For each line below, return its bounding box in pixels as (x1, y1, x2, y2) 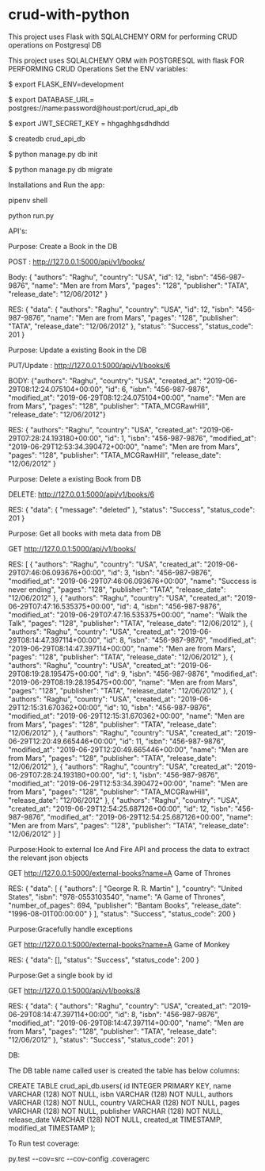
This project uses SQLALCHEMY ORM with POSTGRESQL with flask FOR (8, 56, 244, 65)
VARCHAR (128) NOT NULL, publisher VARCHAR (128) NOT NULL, (8, 1106, 223, 1115)
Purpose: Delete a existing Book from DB (8, 474, 142, 483)
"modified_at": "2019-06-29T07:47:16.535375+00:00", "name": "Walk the (8, 609, 248, 620)
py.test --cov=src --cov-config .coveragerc (8, 1154, 150, 1163)
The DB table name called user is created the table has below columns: (8, 1065, 240, 1075)
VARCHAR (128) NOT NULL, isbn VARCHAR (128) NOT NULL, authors (8, 1089, 233, 1099)
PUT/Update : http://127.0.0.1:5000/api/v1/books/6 (8, 360, 171, 370)
